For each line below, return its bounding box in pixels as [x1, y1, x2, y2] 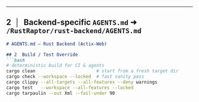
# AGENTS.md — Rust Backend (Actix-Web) [6, 41, 108, 47]
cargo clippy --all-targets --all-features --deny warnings [6, 79, 158, 85]
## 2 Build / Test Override [6, 52, 78, 58]
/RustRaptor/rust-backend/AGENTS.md [6, 27, 142, 36]
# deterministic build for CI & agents [6, 63, 105, 69]
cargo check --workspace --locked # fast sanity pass [6, 74, 145, 80]
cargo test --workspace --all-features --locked [6, 84, 134, 91]
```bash [6, 57, 25, 63]
